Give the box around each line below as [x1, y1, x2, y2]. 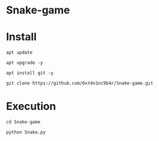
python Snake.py [6, 129, 46, 135]
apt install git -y [6, 70, 54, 76]
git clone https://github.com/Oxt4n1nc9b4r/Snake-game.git [6, 80, 154, 87]
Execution [6, 100, 56, 113]
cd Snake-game [6, 119, 41, 125]
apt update [6, 50, 33, 56]
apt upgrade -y [6, 60, 43, 66]
